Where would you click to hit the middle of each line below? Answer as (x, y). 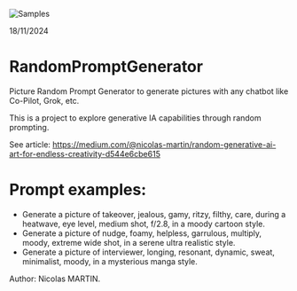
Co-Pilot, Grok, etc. (44, 100)
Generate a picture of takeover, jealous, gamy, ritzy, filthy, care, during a (154, 214)
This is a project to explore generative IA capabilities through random (135, 118)
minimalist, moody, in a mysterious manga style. (109, 261)
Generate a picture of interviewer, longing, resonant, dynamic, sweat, (148, 252)
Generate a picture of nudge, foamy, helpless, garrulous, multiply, (142, 233)
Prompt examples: (78, 190)
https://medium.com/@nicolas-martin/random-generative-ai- (164, 144)
